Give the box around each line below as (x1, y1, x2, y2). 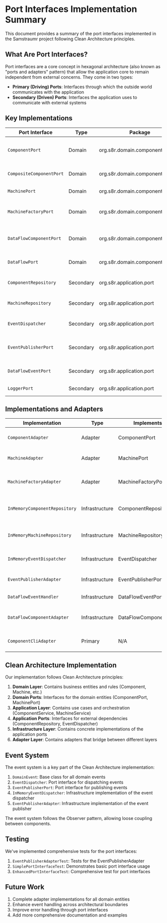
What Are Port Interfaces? (5, 50, 88, 59)
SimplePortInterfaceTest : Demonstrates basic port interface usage (12, 863, 150, 869)
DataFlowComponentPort (7, 235, 61, 241)
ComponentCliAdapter (7, 638, 56, 644)
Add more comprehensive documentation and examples (12, 912, 128, 918)
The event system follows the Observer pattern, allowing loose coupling (5, 815, 153, 821)
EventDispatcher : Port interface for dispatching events (12, 779, 124, 785)
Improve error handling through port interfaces (12, 907, 108, 913)
